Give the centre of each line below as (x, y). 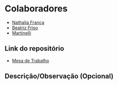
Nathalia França (28, 22)
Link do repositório (34, 48)
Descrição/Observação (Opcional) (59, 76)
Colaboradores (36, 9)
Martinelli (21, 33)
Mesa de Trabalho (30, 61)
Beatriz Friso (25, 27)
